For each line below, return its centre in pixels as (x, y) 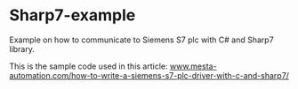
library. (22, 48)
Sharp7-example (72, 15)
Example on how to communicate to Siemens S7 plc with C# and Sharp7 (141, 40)
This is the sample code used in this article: (89, 66)
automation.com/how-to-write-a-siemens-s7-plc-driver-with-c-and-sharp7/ (149, 75)
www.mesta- (193, 66)
